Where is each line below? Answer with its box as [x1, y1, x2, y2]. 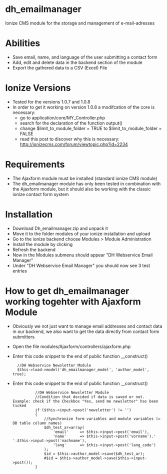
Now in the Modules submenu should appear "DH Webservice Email [12, 251, 153, 258]
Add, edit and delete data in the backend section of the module [12, 59, 142, 65]
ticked [12, 403, 26, 408]
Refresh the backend [12, 246, 56, 252]
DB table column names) [12, 420, 62, 425]
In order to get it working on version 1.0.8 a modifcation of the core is [12, 104, 155, 110]
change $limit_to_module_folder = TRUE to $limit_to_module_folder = [19, 125, 162, 131]
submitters [12, 333, 35, 339]
